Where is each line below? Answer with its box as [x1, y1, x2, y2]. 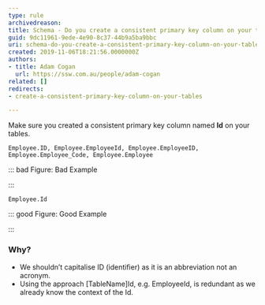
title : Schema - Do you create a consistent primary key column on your [8, 26, 252, 34]
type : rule [8, 11, 44, 20]
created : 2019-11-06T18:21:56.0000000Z [8, 48, 140, 56]
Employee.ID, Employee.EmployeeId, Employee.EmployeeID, [8, 144, 200, 152]
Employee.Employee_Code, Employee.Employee [8, 151, 154, 159]
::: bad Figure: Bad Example [8, 165, 98, 174]
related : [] [8, 77, 47, 85]
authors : [8, 56, 37, 64]
